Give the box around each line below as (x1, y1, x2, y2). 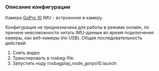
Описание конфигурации (5, 3, 70, 10)
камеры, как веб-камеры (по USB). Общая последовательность (5, 35, 142, 41)
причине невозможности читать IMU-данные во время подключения (5, 30, 154, 36)
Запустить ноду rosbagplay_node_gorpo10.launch (12, 61, 117, 67)
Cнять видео (12, 50, 40, 56)
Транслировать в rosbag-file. (12, 55, 75, 61)
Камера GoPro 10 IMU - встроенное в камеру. (5, 15, 104, 21)
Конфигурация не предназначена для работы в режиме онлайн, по (5, 24, 149, 30)
